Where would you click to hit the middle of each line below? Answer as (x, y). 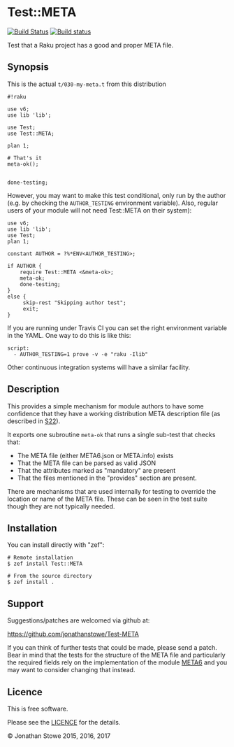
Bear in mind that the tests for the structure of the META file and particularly (116, 655)
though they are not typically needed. (61, 506)
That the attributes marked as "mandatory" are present (96, 470)
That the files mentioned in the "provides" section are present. (107, 478)
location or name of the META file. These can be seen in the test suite (108, 499)
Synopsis (28, 67)
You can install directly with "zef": (56, 545)
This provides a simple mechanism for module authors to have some (105, 406)
